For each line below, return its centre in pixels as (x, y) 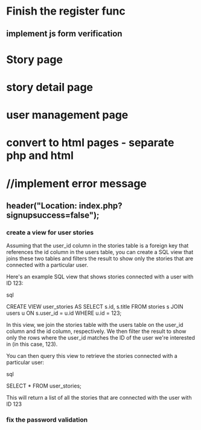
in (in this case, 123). (32, 344)
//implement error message (76, 183)
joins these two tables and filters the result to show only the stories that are (100, 258)
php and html (40, 156)
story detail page (50, 87)
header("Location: (42, 205)
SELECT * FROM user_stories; (44, 386)
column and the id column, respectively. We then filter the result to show (96, 331)
